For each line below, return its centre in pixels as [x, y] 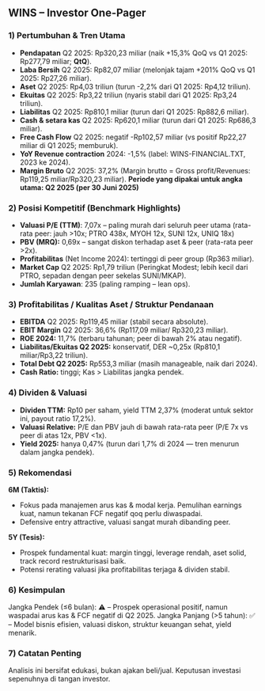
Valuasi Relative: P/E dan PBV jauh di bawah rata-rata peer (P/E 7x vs [134, 427]
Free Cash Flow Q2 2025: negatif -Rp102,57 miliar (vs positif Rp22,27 [133, 137]
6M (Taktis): [29, 489]
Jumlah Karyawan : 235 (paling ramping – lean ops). [105, 283]
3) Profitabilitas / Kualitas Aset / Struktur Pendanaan [111, 304]
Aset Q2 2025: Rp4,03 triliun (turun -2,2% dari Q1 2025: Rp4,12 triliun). [135, 86]
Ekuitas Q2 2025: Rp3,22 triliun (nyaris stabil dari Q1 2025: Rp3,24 [128, 95]
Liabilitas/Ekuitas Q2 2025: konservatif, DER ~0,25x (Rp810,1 [120, 347]
